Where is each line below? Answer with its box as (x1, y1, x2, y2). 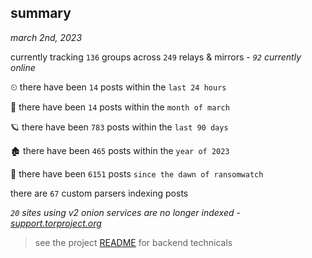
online (10, 61, 36, 73)
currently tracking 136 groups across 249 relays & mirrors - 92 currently (10, 51, 302, 63)
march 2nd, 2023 (10, 31, 83, 43)
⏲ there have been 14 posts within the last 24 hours (10, 81, 227, 93)
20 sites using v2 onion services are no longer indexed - (10, 206, 241, 218)
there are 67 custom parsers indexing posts (10, 187, 189, 199)
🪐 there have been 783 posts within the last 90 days (10, 121, 229, 133)
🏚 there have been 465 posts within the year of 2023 (10, 144, 230, 156)
